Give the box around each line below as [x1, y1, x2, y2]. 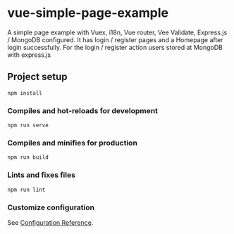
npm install [7, 89, 42, 96]
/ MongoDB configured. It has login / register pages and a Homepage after [7, 35, 223, 44]
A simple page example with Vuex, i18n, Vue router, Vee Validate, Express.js [7, 28, 228, 37]
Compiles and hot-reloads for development [7, 105, 159, 115]
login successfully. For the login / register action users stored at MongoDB [7, 43, 223, 51]
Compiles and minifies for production [7, 138, 137, 148]
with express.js [7, 51, 51, 59]
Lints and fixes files [7, 170, 76, 180]
